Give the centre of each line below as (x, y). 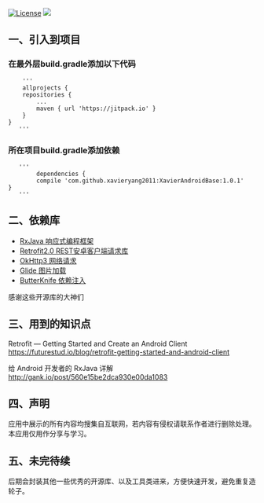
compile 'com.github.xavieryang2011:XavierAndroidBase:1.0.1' (140, 181)
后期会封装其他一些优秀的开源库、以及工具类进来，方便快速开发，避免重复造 (132, 481)
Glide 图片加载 (43, 270)
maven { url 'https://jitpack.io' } (96, 108)
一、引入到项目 (44, 40)
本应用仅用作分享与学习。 (49, 434)
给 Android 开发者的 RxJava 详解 (61, 368)
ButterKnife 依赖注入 (53, 280)
